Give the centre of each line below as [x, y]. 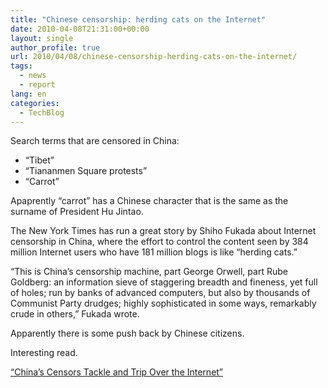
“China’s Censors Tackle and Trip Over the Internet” [117, 372]
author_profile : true [55, 47]
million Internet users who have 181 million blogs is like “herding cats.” [154, 252]
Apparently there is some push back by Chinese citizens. [127, 333]
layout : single [42, 38]
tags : [21, 66]
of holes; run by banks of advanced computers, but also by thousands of [160, 293]
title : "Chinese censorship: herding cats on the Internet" [138, 19]
